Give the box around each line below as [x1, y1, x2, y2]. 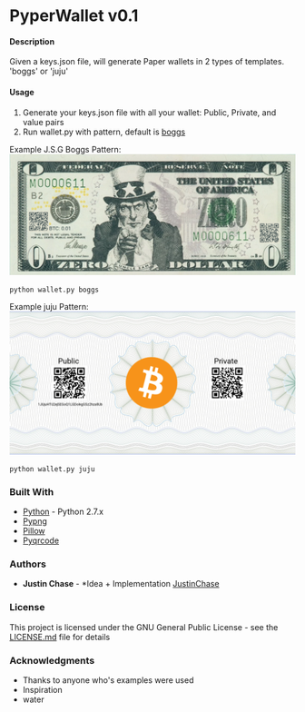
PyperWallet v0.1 [9, 5, 139, 26]
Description [9, 35, 55, 46]
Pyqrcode [22, 535, 60, 546]
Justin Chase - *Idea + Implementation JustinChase [22, 578, 220, 589]
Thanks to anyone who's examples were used [22, 674, 194, 686]
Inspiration [22, 684, 63, 695]
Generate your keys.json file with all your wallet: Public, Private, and [22, 106, 277, 118]
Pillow [22, 526, 45, 536]
